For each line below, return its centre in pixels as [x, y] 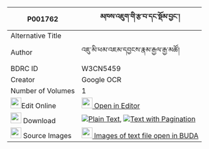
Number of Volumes [43, 91]
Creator [23, 80]
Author [22, 52]
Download [39, 121]
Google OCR [101, 80]
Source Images [47, 136]
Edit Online [39, 106]
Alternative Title [36, 36]
